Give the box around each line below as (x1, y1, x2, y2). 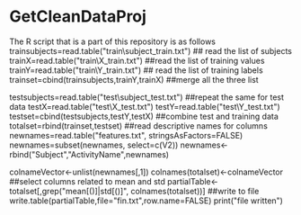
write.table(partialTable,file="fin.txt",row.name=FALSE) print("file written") (9, 195, 283, 206)
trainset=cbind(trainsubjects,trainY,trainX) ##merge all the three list (9, 74, 259, 85)
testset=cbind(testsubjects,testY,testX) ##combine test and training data (9, 111, 279, 121)
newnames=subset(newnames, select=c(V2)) (9, 139, 179, 150)
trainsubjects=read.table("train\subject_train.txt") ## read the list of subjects (9, 45, 293, 56)
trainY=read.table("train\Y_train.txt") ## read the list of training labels (9, 65, 263, 76)
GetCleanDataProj (9, 6, 146, 27)
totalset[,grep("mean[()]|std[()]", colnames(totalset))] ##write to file (9, 185, 260, 196)
